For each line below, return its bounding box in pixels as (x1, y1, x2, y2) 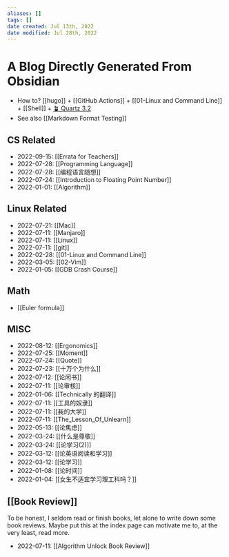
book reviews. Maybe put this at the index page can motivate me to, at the (7, 521, 218, 529)
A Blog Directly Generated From (7, 59, 192, 74)
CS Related (7, 134, 56, 145)
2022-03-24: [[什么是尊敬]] (17, 432, 95, 440)
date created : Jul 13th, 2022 (7, 23, 94, 30)
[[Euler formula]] (17, 303, 65, 312)
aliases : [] (7, 10, 41, 17)
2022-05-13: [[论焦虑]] (17, 423, 82, 432)
